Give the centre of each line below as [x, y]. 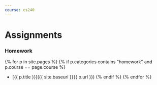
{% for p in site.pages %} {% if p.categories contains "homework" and [78, 62]
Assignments [34, 35]
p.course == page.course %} [35, 67]
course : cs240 [20, 10]
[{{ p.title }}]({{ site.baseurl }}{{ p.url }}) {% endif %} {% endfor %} [82, 77]
